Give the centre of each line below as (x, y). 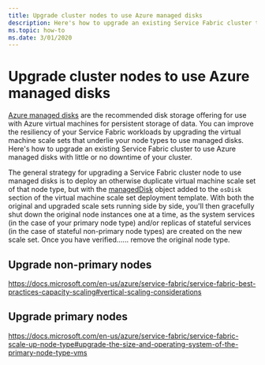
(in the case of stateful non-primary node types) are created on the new (125, 231)
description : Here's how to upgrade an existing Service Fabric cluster (130, 23)
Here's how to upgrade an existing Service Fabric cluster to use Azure (122, 149)
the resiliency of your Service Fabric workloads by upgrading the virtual (125, 132)
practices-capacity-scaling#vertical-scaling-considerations (105, 292)
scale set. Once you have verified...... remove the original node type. (119, 240)
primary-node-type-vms (48, 352)
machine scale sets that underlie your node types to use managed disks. (126, 141)
